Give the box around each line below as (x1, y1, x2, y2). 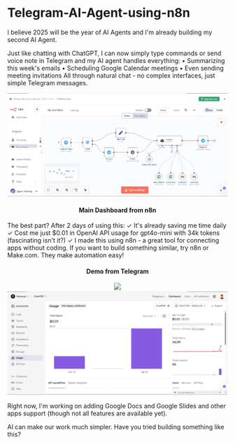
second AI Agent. (7, 35, 57, 43)
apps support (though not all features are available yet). (7, 409, 168, 417)
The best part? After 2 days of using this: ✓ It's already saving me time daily (7, 222, 227, 230)
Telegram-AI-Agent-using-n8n (7, 5, 191, 21)
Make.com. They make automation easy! (7, 251, 124, 259)
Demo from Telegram (86, 267, 149, 275)
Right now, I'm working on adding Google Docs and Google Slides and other (7, 402, 226, 410)
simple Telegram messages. (7, 78, 88, 87)
